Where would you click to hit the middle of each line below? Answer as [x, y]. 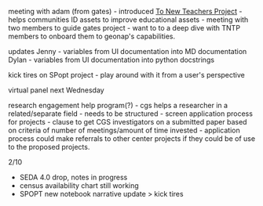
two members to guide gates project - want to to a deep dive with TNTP [124, 28]
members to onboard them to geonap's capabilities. [92, 36]
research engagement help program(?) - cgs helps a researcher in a [118, 105]
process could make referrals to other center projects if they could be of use [132, 139]
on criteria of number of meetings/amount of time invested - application [124, 130]
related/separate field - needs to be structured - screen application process [131, 114]
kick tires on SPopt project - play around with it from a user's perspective [127, 75]
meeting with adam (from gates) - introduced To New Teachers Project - [125, 11]
